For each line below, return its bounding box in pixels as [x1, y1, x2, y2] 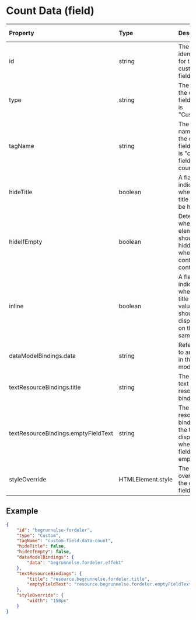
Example [6, 506, 38, 516]
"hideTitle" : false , [16, 543, 66, 549]
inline [9, 302, 24, 310]
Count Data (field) [6, 4, 94, 18]
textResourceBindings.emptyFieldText [9, 429, 114, 437]
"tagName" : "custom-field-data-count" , [16, 538, 114, 544]
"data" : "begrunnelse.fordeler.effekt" [27, 560, 124, 566]
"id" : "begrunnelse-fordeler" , [16, 527, 93, 533]
